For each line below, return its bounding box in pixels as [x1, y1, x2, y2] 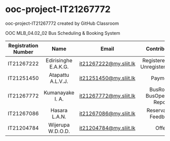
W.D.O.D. [48, 127, 70, 134]
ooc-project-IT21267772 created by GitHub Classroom [5, 20, 119, 26]
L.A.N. [52, 113, 67, 120]
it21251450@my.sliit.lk [79, 74, 136, 81]
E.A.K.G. [49, 63, 69, 70]
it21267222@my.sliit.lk [79, 60, 136, 67]
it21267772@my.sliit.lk [79, 92, 136, 99]
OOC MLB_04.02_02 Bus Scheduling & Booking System [5, 30, 120, 36]
